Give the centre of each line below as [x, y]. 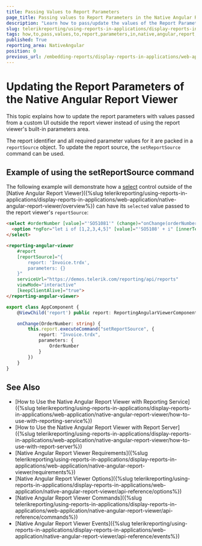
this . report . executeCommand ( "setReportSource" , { [91, 329]
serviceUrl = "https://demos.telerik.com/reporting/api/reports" [98, 279]
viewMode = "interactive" [47, 285]
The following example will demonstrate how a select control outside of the [99, 187]
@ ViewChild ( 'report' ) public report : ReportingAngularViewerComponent [107, 313]
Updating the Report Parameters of [95, 87]
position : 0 [21, 51]
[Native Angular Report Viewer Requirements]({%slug [81, 453]
